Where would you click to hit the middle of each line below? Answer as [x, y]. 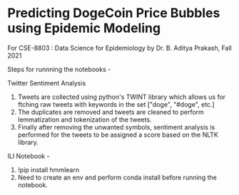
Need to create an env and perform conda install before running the [117, 177]
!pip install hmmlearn [49, 169]
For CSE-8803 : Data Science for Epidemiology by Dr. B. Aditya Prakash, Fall [119, 48]
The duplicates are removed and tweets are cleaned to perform [111, 112]
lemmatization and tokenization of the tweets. [85, 120]
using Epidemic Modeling [84, 28]
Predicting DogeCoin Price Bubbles [114, 13]
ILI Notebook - [29, 156]
